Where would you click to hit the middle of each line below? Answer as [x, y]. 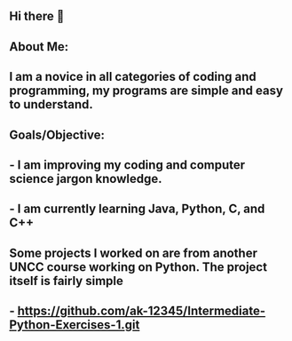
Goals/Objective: [57, 135]
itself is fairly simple [67, 281]
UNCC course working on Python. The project [138, 267]
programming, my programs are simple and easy [146, 91]
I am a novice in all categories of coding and [133, 77]
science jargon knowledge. [86, 178]
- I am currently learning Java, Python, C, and [137, 209]
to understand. [51, 104]
